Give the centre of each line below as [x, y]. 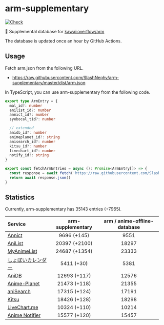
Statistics [20, 197]
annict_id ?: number [29, 115]
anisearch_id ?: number [32, 142]
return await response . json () [40, 178]
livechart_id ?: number [32, 151]
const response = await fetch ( [41, 173]
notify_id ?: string [29, 155]
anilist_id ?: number [30, 110]
